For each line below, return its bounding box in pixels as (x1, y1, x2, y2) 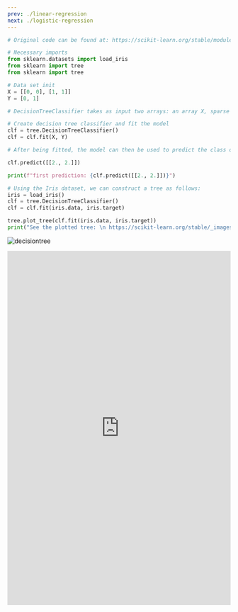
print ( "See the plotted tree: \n (7, 224, 106, 231)
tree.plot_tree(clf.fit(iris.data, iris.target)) (7, 217, 157, 225)
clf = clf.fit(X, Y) (7, 134, 69, 141)
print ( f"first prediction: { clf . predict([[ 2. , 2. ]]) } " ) (7, 171, 176, 179)
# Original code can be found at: (7, 36, 110, 43)
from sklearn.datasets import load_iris (7, 56, 129, 63)
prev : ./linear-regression (7, 10, 87, 18)
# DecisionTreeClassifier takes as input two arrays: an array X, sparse (7, 108, 230, 115)
